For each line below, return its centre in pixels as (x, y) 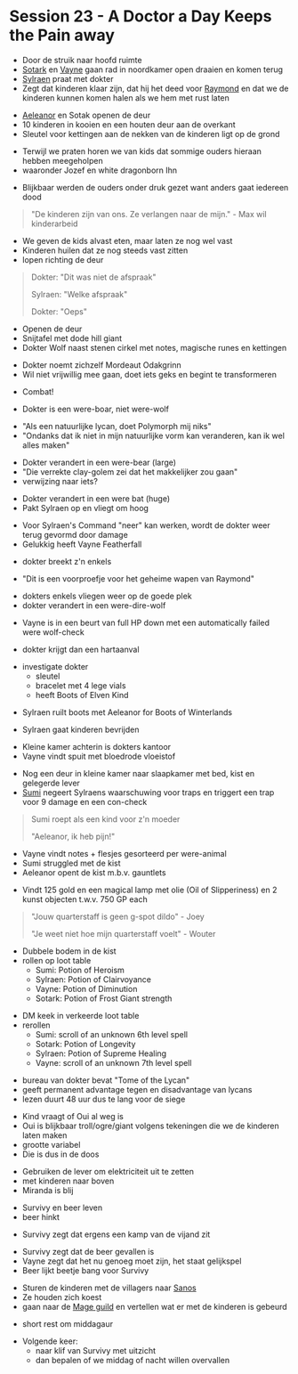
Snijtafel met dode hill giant (72, 338)
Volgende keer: (50, 1341)
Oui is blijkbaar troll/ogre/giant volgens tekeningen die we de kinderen (150, 1126)
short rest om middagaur (68, 1323)
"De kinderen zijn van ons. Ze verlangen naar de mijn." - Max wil (149, 214)
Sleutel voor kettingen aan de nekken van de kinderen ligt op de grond (151, 134)
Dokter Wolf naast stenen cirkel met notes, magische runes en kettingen (154, 347)
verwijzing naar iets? (60, 481)
